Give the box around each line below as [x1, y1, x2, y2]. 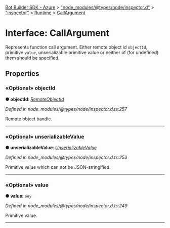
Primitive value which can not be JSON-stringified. [5, 164, 111, 170]
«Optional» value [5, 181, 49, 189]
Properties [5, 69, 39, 78]
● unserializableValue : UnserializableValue [5, 144, 97, 151]
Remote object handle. [5, 116, 52, 122]
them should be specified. [5, 55, 60, 61]
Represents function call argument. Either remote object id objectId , [5, 44, 148, 50]
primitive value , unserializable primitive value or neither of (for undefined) [5, 49, 159, 55]
